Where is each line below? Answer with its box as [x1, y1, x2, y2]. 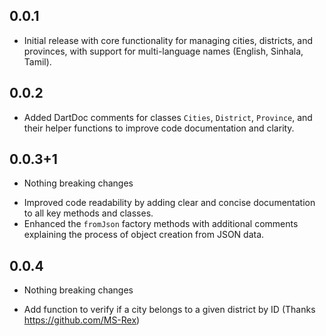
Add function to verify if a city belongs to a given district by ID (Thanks [23, 304, 316, 316]
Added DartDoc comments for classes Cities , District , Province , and [23, 111, 313, 123]
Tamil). [23, 55, 52, 68]
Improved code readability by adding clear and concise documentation [23, 197, 316, 209]
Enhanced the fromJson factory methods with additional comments [23, 218, 299, 230]
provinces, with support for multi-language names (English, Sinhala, [23, 45, 304, 57]
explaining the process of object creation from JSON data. [23, 229, 265, 241]
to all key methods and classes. [23, 207, 154, 219]
